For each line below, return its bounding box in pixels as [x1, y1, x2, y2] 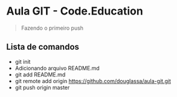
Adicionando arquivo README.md [14, 64, 100, 72]
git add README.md [14, 71, 66, 78]
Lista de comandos [6, 42, 80, 52]
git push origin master [14, 84, 70, 91]
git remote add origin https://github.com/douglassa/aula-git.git [14, 77, 171, 84]
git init [14, 58, 31, 65]
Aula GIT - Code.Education [6, 4, 143, 18]
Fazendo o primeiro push [21, 24, 83, 32]
